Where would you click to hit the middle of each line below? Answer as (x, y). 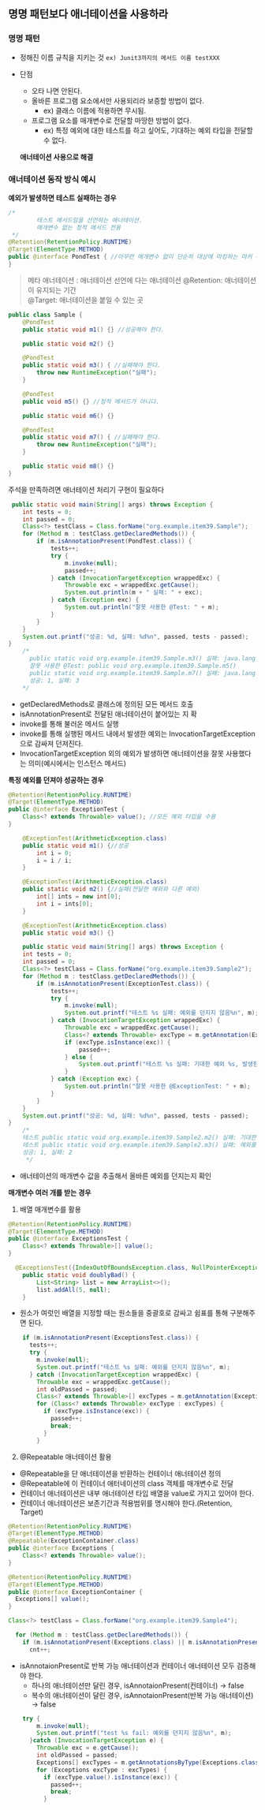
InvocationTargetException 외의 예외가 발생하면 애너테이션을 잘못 (122, 753)
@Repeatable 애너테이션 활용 (65, 1457)
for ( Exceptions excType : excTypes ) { (102, 1770)
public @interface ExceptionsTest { (68, 1239)
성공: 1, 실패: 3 (54, 681)
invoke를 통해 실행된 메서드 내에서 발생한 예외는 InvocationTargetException (138, 733)
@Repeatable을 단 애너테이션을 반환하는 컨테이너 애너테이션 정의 (120, 1473)
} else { (78, 1057)
